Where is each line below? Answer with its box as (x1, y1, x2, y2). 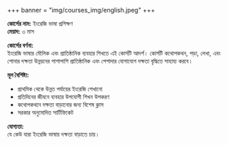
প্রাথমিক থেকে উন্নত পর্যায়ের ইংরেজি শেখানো (17, 85, 102, 93)
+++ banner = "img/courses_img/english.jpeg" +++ (7, 6, 155, 14)
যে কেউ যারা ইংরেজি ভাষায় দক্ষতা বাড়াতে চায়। (7, 130, 100, 138)
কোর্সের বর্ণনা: (7, 41, 33, 49)
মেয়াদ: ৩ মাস (7, 27, 35, 36)
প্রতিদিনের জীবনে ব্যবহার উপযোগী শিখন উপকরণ (17, 93, 109, 100)
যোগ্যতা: (7, 122, 24, 130)
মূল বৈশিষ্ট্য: (7, 71, 29, 79)
